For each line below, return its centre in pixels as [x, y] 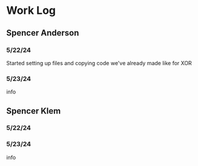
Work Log [31, 11]
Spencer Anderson [43, 33]
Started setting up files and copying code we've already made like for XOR [99, 63]
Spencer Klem [34, 111]
